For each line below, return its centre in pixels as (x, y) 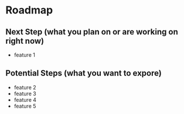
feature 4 (25, 99)
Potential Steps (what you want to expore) (84, 73)
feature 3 (25, 94)
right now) (25, 41)
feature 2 (25, 87)
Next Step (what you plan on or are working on (92, 32)
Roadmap (29, 10)
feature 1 (25, 55)
